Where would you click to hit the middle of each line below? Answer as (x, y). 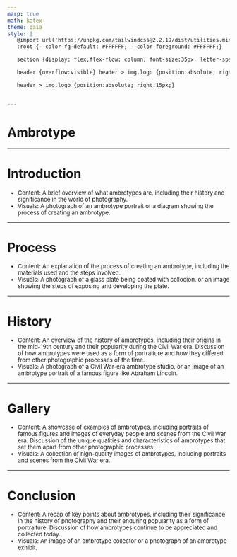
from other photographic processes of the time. (81, 361)
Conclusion (42, 495)
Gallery (29, 408)
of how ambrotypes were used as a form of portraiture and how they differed (120, 354)
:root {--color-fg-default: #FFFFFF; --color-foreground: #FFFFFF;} (119, 47)
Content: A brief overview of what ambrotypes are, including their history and (121, 193)
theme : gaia (25, 27)
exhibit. (27, 548)
